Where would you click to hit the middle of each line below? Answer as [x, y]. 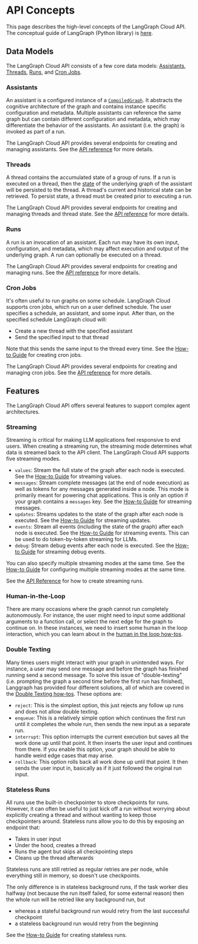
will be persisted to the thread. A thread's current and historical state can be [99, 190]
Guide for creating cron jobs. [47, 354]
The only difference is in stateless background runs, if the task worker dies [97, 887]
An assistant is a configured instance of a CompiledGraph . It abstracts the [94, 100]
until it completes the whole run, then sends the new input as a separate [102, 724]
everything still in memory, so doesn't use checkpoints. [73, 875]
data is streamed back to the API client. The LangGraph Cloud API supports [98, 453]
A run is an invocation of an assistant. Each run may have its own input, [93, 242]
